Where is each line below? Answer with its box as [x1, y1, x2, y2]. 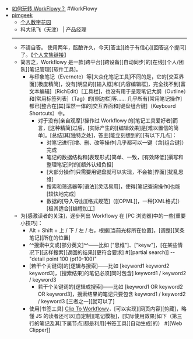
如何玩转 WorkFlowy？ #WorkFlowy [11, 5, 98, 12]
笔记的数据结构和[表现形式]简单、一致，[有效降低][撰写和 [46, 154, 184, 160]
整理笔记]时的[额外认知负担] [46, 161, 114, 168]
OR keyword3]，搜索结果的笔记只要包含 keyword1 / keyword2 [37, 290, 186, 297]
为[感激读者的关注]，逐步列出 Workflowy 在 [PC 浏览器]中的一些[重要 [20, 213, 186, 219]
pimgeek [11, 12, 33, 19]
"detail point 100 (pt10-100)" [29, 255, 97, 262]
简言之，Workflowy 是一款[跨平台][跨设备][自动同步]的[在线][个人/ [20, 59, 179, 66]
